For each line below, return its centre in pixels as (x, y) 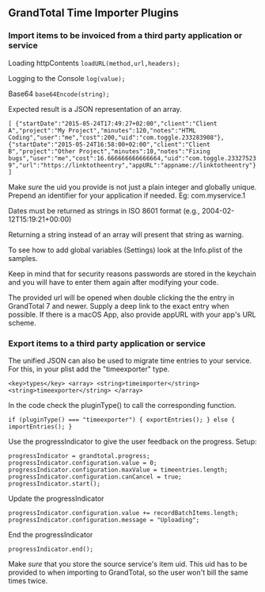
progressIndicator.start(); (55, 483)
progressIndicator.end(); (51, 549)
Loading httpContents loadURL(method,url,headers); (94, 63)
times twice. (28, 580)
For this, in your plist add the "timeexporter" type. (89, 369)
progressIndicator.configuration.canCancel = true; (95, 477)
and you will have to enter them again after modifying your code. (114, 282)
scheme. (23, 323)
